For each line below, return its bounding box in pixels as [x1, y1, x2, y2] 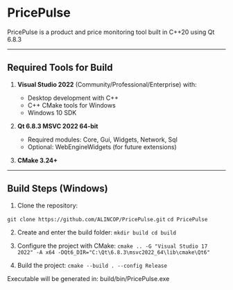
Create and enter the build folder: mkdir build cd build [17, 228, 177, 237]
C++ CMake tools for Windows [27, 101, 116, 109]
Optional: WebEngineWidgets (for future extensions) [27, 142, 177, 151]
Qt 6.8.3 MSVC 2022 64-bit [17, 121, 98, 130]
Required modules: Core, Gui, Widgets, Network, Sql [27, 135, 178, 144]
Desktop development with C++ [27, 94, 119, 102]
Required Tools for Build [7, 62, 113, 74]
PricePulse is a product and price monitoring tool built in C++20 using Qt [7, 28, 215, 36]
